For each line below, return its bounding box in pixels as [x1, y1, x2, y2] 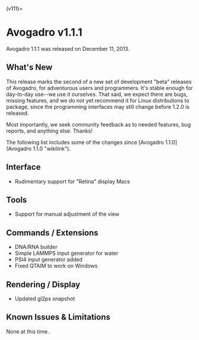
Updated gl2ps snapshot [14, 295, 75, 302]
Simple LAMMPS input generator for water [14, 250, 118, 257]
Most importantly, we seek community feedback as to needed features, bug [6, 121, 191, 128]
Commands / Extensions [6, 228, 99, 238]
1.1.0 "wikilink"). [33, 145, 71, 152]
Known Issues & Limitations [6, 312, 111, 322]
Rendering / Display [6, 279, 81, 289]
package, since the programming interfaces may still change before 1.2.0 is [6, 103, 190, 110]
